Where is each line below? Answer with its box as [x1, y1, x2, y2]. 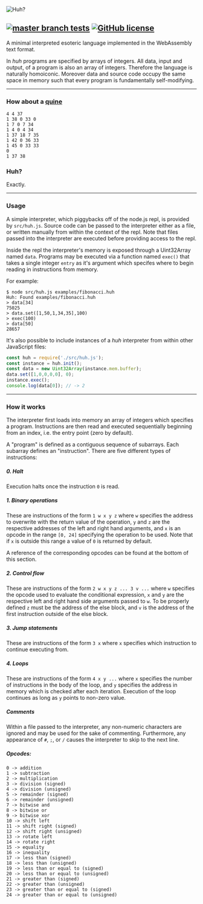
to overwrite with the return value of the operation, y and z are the [6, 518, 170, 525]
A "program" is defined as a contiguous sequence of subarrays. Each [6, 441, 179, 448]
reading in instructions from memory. [6, 266, 98, 273]
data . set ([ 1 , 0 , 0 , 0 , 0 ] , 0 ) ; [6, 371, 74, 377]
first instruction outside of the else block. [6, 611, 109, 618]
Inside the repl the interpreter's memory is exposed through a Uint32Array [6, 246, 192, 254]
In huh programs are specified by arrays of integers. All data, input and [6, 57, 182, 65]
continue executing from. [6, 646, 69, 653]
